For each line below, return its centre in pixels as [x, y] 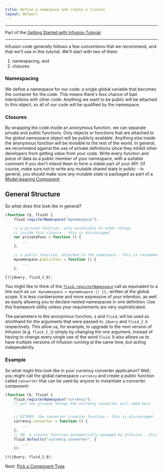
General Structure [33, 194]
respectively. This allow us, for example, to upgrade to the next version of [78, 327]
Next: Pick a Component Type [35, 466]
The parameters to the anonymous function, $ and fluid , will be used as [77, 316]
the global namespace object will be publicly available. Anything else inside [80, 138]
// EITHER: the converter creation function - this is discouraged [83, 417]
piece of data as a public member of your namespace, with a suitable [74, 158]
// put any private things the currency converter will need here [82, 404]
